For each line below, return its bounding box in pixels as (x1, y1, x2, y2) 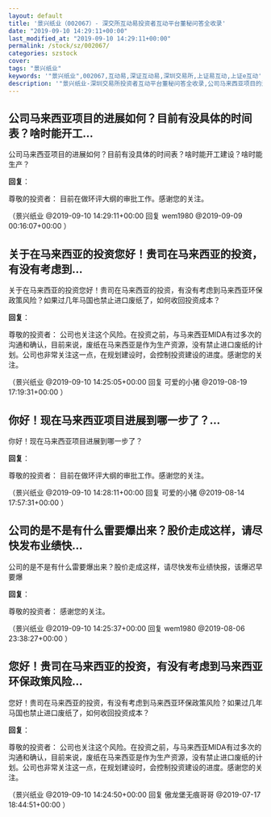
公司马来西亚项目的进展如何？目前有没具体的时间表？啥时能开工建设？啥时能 (8, 150, 263, 159)
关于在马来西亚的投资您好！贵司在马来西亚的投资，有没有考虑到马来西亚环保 (8, 285, 263, 295)
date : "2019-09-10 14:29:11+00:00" (8, 27, 128, 35)
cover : (8, 57, 31, 65)
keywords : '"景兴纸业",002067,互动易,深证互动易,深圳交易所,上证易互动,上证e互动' (8, 72, 262, 80)
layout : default (8, 11, 63, 20)
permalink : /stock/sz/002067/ (8, 42, 110, 50)
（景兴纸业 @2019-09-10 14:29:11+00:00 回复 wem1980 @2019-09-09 (8, 211, 244, 221)
